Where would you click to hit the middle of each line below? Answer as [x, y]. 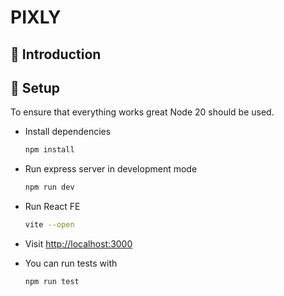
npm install [49, 150]
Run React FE [52, 207]
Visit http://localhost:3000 [78, 244]
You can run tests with [71, 263]
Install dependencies [68, 132]
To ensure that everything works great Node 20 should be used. [142, 112]
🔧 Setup [35, 87]
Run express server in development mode [111, 169]
